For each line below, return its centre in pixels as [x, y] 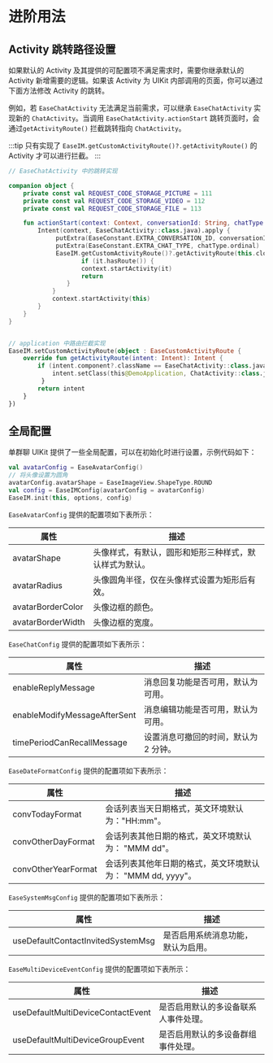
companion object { [41, 185]
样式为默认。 [126, 564]
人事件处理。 [184, 1019]
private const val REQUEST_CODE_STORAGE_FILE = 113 [112, 208]
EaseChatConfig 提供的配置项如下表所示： [78, 644]
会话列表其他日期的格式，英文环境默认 [178, 836]
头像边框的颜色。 [126, 607]
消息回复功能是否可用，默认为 [201, 682]
